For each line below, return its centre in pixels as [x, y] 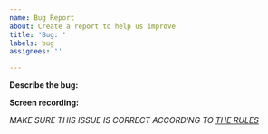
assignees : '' [36, 52]
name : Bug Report [42, 18]
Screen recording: [44, 103]
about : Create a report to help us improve [93, 26]
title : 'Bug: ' [38, 34]
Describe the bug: [44, 85]
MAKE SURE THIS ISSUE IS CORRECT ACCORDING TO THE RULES [134, 120]
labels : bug [32, 43]
